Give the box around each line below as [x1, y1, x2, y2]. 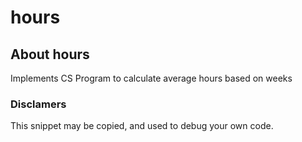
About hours [10, 46, 90, 63]
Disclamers [10, 97, 67, 111]
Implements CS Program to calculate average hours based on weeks [10, 72, 293, 84]
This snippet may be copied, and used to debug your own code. [10, 120, 274, 132]
